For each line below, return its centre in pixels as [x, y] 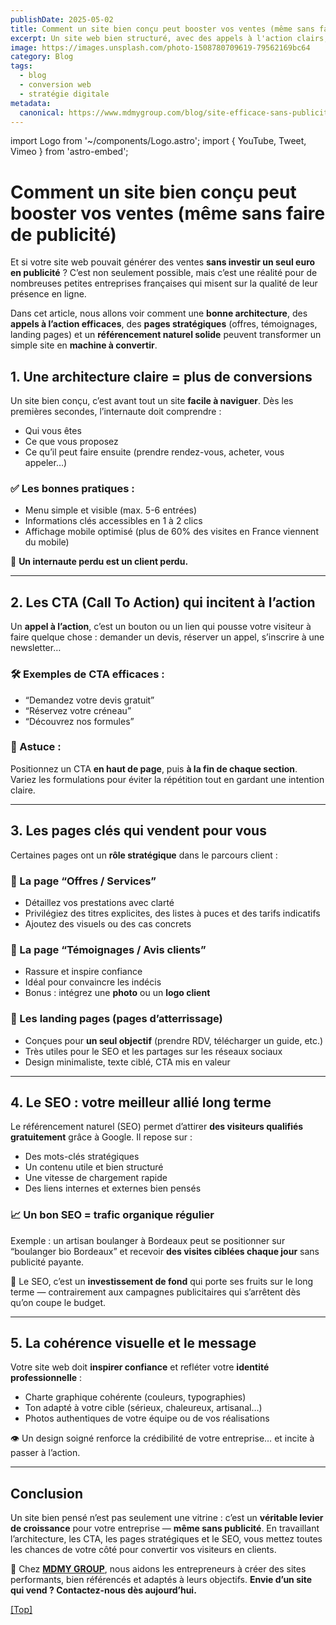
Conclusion [47, 1493]
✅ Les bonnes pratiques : [72, 489]
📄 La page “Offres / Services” [83, 881]
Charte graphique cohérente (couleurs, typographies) [135, 1397]
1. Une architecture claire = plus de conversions [161, 376]
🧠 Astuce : [36, 747]
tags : [21, 66]
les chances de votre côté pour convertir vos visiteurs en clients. [143, 1550]
